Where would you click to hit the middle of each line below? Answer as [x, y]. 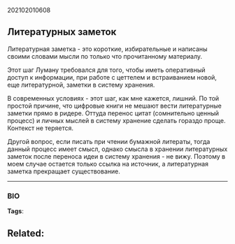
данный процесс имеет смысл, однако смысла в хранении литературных [117, 149]
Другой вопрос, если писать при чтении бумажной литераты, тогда [109, 141]
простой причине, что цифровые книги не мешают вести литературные [114, 106]
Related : [26, 233]
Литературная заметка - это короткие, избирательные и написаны [107, 49]
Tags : [16, 211]
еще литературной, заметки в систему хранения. [81, 85]
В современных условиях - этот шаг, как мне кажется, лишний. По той [113, 98]
